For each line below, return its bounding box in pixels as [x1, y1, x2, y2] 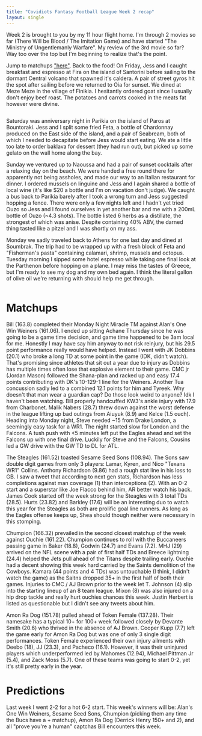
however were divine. [6, 100, 60, 107]
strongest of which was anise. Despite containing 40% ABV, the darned [6, 218, 183, 226]
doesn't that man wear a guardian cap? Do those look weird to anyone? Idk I [6, 391, 195, 398]
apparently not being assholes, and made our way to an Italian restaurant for [6, 173, 195, 181]
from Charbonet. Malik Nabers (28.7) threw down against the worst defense [6, 404, 194, 411]
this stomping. [6, 518, 41, 525]
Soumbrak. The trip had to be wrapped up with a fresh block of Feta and [6, 243, 185, 250]
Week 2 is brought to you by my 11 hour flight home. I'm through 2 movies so [6, 31, 196, 38]
